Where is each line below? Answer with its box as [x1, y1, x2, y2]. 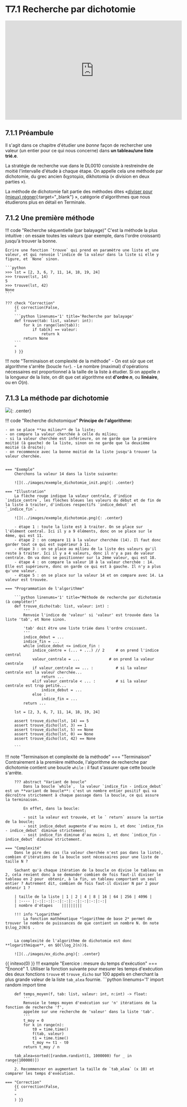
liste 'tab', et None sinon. [5, 617, 67, 622]
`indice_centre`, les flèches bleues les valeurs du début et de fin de [5, 498, 161, 503]
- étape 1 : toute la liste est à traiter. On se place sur [14, 524, 143, 530]
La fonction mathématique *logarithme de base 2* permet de [23, 916, 152, 921]
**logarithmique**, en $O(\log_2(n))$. [5, 943, 89, 948]
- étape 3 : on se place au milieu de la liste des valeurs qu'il [14, 546, 157, 551]
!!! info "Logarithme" [14, 912, 62, 917]
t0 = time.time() [32, 1027, 69, 1032]
